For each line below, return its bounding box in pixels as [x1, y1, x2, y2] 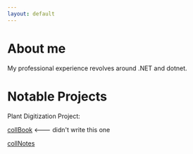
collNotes [7, 139, 35, 148]
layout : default [7, 10, 55, 18]
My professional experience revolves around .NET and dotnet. [7, 64, 188, 72]
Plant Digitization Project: [7, 112, 81, 120]
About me [7, 40, 66, 56]
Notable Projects [7, 89, 108, 104]
